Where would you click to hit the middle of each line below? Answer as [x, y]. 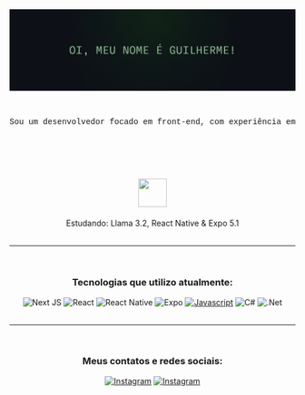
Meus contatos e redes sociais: [152, 361]
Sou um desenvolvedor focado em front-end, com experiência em [153, 122]
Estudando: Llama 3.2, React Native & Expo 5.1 [152, 223]
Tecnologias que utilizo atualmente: [152, 283]
